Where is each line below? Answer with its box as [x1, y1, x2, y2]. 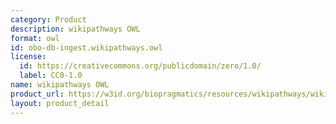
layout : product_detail [10, 98, 110, 108]
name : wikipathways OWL [10, 80, 110, 90]
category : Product [10, 14, 87, 25]
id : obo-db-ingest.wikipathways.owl [10, 42, 163, 53]
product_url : [10, 89, 65, 99]
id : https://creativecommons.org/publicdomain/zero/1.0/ [19, 61, 262, 71]
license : [10, 52, 47, 62]
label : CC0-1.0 [19, 71, 83, 81]
